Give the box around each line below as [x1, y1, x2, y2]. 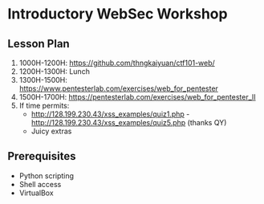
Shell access [18, 179, 62, 189]
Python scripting [18, 170, 74, 181]
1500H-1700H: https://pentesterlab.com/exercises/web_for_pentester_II [18, 92, 256, 101]
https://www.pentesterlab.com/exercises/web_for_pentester [18, 84, 218, 93]
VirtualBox [18, 188, 54, 198]
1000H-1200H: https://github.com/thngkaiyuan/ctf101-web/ [18, 58, 216, 67]
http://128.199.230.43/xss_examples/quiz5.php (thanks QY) [30, 118, 227, 127]
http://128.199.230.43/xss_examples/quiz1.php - [30, 109, 190, 119]
